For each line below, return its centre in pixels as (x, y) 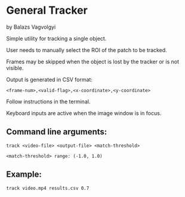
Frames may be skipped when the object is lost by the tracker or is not (93, 61)
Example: (24, 175)
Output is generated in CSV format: (49, 79)
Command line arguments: (57, 132)
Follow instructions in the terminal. (48, 101)
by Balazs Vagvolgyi (31, 27)
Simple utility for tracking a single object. (56, 38)
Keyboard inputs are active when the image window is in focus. (84, 113)
